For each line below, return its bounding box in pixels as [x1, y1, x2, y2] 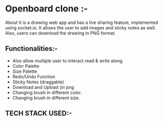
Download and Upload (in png [12, 84, 74, 90]
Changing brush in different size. [12, 95, 80, 101]
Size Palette [12, 68, 37, 74]
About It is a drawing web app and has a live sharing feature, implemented [5, 19, 158, 25]
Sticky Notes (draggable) [12, 79, 64, 85]
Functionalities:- [5, 44, 58, 53]
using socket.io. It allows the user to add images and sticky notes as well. [5, 24, 156, 30]
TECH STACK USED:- [5, 109, 72, 118]
